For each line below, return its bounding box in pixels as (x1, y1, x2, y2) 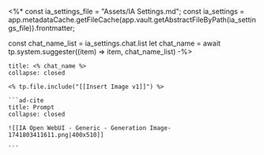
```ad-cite (8, 97, 44, 105)
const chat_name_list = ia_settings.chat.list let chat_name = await (8, 39, 221, 48)
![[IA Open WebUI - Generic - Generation (8, 124, 147, 132)
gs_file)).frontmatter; (8, 24, 75, 32)
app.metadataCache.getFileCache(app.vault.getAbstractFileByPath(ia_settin (8, 15, 257, 24)
